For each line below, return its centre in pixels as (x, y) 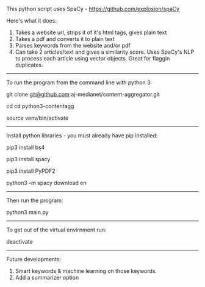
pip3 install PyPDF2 (31, 171)
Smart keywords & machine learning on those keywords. (86, 271)
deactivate (20, 242)
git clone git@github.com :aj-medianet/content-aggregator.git (83, 94)
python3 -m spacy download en (46, 183)
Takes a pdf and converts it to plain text (65, 39)
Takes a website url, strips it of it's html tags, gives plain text (91, 32)
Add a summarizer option (47, 278)
